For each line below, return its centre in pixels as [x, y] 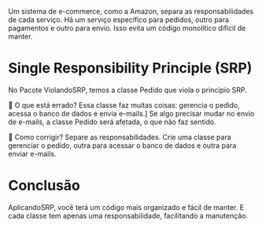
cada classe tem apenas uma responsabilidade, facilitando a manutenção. [128, 215]
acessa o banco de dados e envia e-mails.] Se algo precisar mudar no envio [131, 113]
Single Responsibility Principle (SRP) [130, 68]
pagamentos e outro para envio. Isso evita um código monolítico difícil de [127, 28]
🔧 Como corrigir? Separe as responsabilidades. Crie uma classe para [120, 137]
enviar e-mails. [32, 153]
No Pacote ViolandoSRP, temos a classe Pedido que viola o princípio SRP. [128, 90]
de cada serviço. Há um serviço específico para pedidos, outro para [119, 20]
